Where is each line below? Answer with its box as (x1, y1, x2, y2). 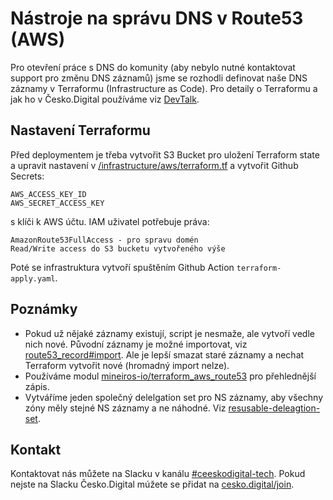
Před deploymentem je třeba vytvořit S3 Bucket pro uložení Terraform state (10, 148, 320, 161)
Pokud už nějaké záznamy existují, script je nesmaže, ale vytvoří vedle (24, 327, 315, 339)
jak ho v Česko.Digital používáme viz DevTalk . (10, 93, 200, 105)
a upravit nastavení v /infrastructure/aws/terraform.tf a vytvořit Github (10, 159, 299, 171)
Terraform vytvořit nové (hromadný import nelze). (24, 359, 230, 371)
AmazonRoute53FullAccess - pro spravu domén (10, 235, 199, 245)
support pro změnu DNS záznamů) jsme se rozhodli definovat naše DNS (10, 72, 308, 84)
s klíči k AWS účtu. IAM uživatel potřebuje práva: (10, 215, 210, 227)
